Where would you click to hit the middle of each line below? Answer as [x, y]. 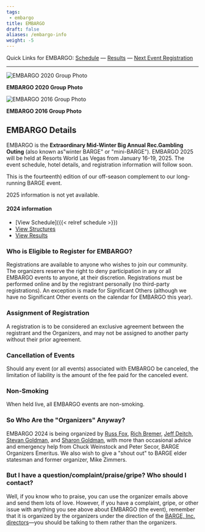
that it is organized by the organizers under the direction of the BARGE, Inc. [101, 515]
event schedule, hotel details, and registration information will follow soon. [100, 164]
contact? [20, 483]
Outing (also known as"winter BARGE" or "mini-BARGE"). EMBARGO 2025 [100, 151]
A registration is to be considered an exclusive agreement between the [95, 326]
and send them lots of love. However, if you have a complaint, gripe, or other [103, 503]
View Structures [35, 229]
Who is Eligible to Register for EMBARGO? [70, 251]
